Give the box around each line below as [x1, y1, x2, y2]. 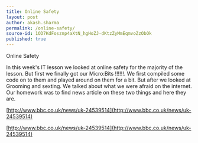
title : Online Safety [6, 8, 60, 15]
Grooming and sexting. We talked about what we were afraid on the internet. [6, 83, 192, 89]
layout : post [6, 14, 38, 20]
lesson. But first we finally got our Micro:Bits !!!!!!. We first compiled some [6, 70, 185, 77]
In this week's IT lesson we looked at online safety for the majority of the [6, 64, 183, 71]
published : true [6, 36, 46, 42]
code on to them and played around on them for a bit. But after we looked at [6, 76, 191, 83]
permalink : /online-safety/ [6, 25, 76, 31]
